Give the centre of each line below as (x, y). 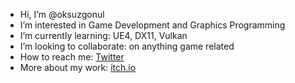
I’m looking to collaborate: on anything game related (127, 46)
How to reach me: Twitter (72, 57)
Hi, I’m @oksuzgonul (62, 14)
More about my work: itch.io (78, 67)
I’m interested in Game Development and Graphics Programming (152, 25)
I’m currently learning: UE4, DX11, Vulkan (103, 35)
